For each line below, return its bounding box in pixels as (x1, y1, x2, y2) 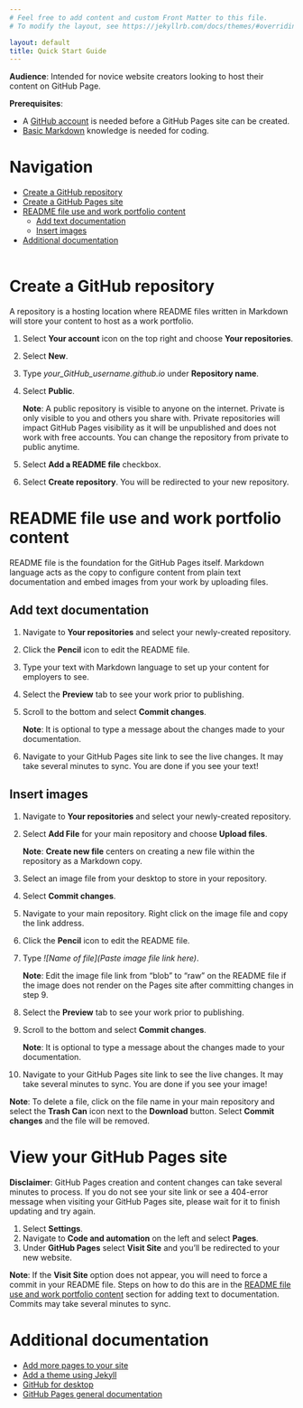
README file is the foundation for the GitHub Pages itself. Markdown (9, 558, 264, 568)
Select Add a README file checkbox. (22, 459, 161, 470)
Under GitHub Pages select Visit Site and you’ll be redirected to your (22, 1242, 280, 1253)
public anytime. (22, 442, 80, 453)
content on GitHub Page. (9, 80, 101, 91)
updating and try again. (9, 1206, 96, 1216)
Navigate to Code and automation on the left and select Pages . (22, 1233, 259, 1244)
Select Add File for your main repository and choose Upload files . (22, 828, 268, 839)
